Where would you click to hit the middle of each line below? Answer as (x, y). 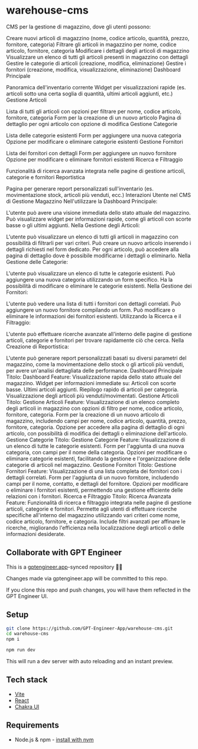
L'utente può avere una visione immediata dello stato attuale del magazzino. (98, 212)
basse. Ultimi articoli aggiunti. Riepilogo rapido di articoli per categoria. (92, 389)
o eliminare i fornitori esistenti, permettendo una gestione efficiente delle (95, 490)
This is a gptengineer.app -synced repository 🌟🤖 (64, 567)
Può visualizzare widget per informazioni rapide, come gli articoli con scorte (99, 219)
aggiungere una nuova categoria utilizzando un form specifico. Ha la (90, 279)
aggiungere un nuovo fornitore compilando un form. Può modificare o (91, 310)
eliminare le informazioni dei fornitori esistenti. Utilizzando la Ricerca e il (94, 316)
